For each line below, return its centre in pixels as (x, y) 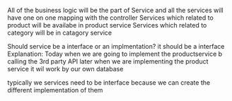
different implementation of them (55, 90)
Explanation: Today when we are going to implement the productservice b (115, 54)
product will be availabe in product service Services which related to (107, 25)
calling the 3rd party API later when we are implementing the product (108, 61)
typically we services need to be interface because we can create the (109, 83)
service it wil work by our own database (65, 69)
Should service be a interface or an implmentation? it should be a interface (116, 46)
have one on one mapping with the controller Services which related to (110, 18)
